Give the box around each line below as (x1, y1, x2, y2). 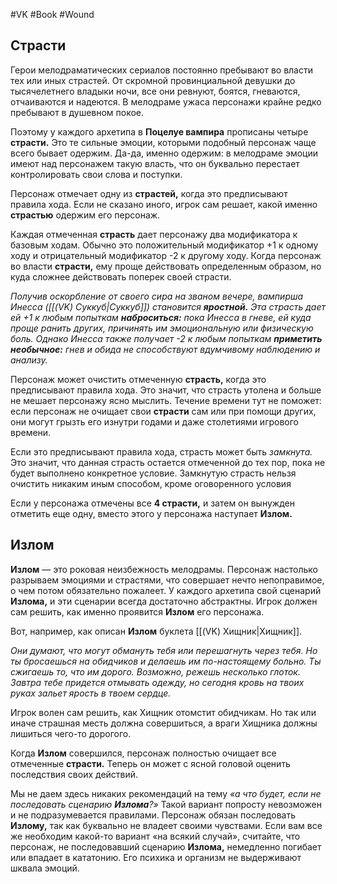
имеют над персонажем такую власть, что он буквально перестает (10, 157, 300, 169)
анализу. (10, 354, 48, 366)
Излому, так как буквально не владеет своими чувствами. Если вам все (10, 819, 323, 831)
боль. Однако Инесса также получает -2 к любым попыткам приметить (10, 332, 323, 344)
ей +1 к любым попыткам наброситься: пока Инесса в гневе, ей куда (10, 311, 312, 323)
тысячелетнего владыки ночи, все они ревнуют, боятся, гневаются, (10, 85, 301, 97)
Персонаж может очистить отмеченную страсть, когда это (10, 373, 267, 385)
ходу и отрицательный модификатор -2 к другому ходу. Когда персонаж (10, 249, 322, 261)
